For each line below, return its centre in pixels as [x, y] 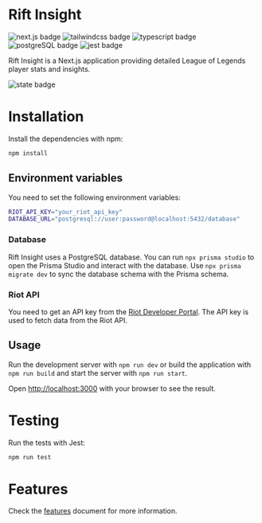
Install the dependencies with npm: [66, 139]
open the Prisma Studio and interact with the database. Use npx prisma [125, 265]
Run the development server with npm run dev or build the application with [130, 365]
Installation [46, 117]
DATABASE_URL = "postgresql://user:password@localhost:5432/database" [124, 219]
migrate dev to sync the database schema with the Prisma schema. [119, 274]
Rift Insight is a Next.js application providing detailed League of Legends [127, 60]
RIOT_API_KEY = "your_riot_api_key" [66, 212]
